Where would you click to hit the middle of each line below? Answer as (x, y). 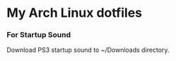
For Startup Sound (39, 35)
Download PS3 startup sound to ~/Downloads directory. (88, 50)
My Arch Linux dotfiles (75, 13)
